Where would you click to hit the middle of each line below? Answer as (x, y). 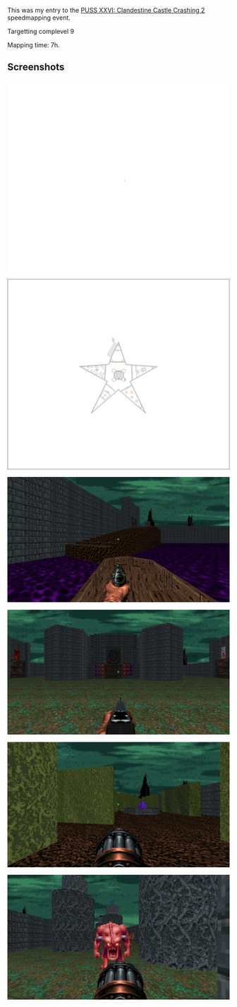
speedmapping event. (39, 18)
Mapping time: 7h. (34, 45)
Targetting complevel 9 (41, 31)
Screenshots (36, 67)
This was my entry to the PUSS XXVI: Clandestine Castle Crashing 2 (106, 10)
